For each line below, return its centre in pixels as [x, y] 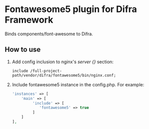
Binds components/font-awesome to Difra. [49, 34]
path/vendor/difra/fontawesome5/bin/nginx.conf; [64, 75]
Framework [29, 20]
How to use [23, 49]
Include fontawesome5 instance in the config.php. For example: [78, 84]
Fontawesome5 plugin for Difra [71, 9]
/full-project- [46, 71]
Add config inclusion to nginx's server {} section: [63, 62]
